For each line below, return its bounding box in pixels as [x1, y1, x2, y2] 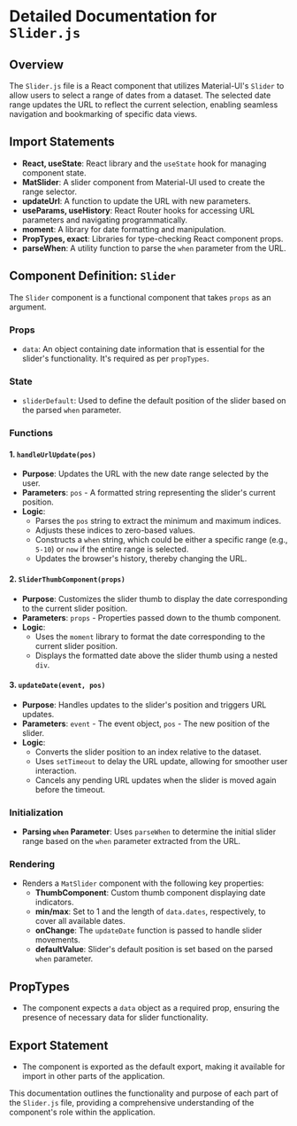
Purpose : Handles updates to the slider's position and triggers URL [21, 699, 267, 710]
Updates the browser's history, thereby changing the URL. [34, 553, 247, 564]
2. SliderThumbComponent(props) [9, 574, 126, 584]
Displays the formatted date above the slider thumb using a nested [34, 650, 278, 661]
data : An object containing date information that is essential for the [21, 343, 265, 354]
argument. [9, 301, 47, 312]
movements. [34, 934, 81, 945]
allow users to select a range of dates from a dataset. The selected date [9, 90, 271, 100]
